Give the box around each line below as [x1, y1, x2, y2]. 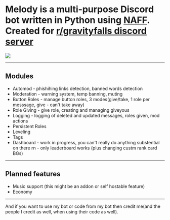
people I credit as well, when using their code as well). [5, 208, 118, 214]
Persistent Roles [12, 123, 47, 129]
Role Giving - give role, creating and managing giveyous [12, 107, 130, 113]
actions [12, 118, 28, 124]
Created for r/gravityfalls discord [5, 25, 147, 37]
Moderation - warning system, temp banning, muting [12, 90, 123, 97]
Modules [5, 72, 34, 81]
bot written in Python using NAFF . [5, 14, 150, 26]
